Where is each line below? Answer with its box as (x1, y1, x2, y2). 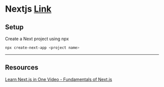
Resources (5, 64, 39, 72)
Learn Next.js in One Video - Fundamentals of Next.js (5, 76, 112, 82)
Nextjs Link (5, 3, 52, 15)
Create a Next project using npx (5, 36, 69, 42)
